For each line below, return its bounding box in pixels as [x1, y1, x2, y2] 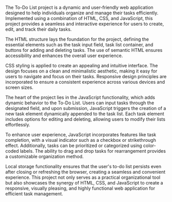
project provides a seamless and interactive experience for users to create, [5, 21, 164, 27]
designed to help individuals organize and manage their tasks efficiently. [5, 10, 159, 16]
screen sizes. [5, 84, 33, 90]
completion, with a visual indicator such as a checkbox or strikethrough [5, 137, 157, 143]
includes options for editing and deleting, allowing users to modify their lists [5, 116, 166, 122]
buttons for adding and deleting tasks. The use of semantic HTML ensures [5, 47, 163, 53]
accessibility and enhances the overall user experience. [5, 52, 123, 59]
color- [143, 142, 156, 149]
